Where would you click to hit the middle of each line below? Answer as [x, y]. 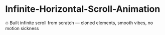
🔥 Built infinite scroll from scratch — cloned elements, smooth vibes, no [79, 23]
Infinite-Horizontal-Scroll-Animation [83, 9]
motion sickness [22, 28]
